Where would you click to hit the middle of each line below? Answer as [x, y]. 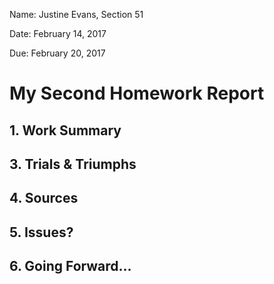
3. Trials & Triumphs [73, 164]
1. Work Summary [65, 130]
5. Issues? [41, 232]
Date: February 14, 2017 [58, 33]
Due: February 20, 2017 [57, 53]
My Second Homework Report [137, 93]
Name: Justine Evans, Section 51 [76, 14]
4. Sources [44, 198]
